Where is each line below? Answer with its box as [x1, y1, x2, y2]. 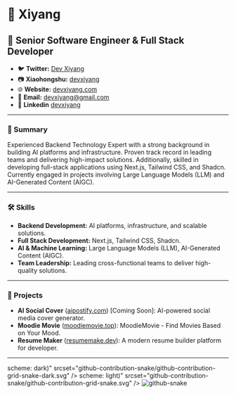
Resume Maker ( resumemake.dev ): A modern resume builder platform [17, 336, 222, 344]
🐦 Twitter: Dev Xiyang [17, 65, 84, 72]
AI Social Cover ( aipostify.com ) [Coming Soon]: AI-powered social [17, 306, 211, 314]
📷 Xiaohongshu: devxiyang [17, 75, 100, 83]
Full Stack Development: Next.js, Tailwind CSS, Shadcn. [17, 236, 181, 245]
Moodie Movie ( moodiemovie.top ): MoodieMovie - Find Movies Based [17, 321, 221, 329]
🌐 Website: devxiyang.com [17, 85, 98, 94]
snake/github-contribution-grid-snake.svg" [7, 379, 132, 387]
